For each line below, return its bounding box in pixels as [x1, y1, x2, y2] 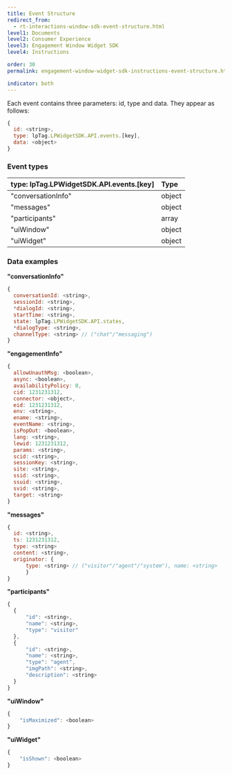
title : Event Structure [7, 10, 76, 17]
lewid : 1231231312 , [13, 440, 70, 447]
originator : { [13, 555, 54, 563]
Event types [7, 162, 48, 171]
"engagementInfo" [7, 350, 63, 358]
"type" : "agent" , [25, 659, 76, 666]
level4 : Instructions [7, 49, 70, 56]
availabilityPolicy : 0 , [13, 382, 81, 389]
